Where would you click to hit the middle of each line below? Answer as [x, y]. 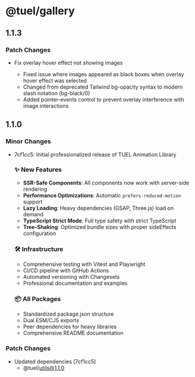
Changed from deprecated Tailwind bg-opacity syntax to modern [103, 87]
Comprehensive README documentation [73, 333]
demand [33, 214]
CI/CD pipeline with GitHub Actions [66, 271]
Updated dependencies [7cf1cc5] [55, 362]
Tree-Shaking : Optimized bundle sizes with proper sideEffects [100, 227]
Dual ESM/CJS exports [51, 321]
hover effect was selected [55, 80]
